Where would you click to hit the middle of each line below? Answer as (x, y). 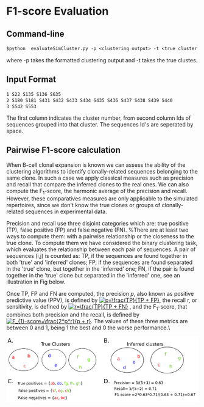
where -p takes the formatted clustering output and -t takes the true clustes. (102, 60)
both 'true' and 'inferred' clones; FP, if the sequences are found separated (100, 262)
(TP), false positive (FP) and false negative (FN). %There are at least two (97, 230)
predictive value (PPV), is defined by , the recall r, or (102, 300)
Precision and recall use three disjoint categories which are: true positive (97, 224)
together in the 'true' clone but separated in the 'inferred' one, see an (93, 276)
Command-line (36, 34)
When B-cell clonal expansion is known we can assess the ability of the (96, 165)
